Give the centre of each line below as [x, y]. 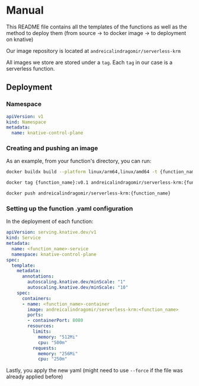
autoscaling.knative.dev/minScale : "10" [78, 288]
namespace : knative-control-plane [54, 254]
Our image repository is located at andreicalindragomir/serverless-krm [93, 50]
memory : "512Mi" [58, 337]
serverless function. [31, 68]
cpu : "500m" [52, 342]
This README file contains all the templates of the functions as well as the [97, 27]
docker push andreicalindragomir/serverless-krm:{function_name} [88, 193]
